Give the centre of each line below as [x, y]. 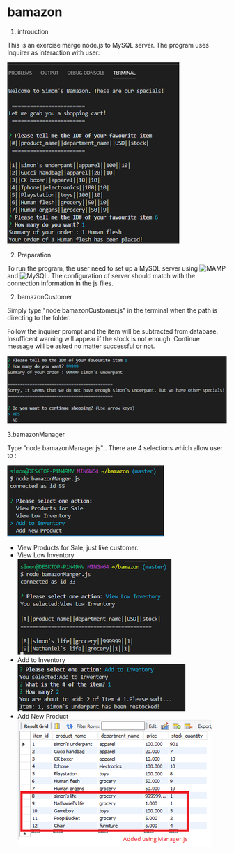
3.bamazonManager [36, 434]
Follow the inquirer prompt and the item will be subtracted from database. [113, 331]
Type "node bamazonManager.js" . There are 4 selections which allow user [115, 447]
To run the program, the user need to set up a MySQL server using [103, 268]
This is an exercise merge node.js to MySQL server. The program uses [108, 45]
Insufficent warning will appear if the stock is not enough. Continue [103, 338]
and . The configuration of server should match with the [101, 275]
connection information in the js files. [60, 283]
